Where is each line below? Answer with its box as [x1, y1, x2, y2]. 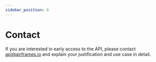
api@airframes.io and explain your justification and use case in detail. [5, 51, 151, 57]
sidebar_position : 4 [5, 7, 49, 13]
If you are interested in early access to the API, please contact [5, 46, 136, 52]
